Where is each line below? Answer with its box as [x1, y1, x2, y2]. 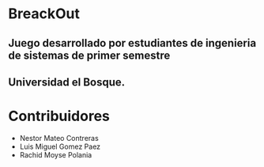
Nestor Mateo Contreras [19, 133, 99, 142]
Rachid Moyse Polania [19, 150, 92, 159]
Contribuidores [8, 108, 111, 125]
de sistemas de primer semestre [8, 48, 171, 62]
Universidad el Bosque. [8, 75, 126, 89]
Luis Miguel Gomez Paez [19, 142, 101, 151]
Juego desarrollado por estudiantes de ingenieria [8, 36, 257, 50]
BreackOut [8, 5, 81, 23]
